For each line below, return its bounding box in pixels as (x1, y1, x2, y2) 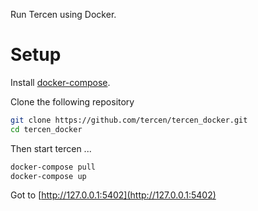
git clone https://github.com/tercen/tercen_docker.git (10, 115, 248, 125)
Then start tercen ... (10, 142, 92, 154)
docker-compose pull (10, 162, 97, 172)
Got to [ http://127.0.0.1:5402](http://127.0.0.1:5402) (10, 189, 217, 201)
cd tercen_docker (10, 124, 83, 134)
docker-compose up (10, 171, 87, 181)
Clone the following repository (10, 95, 135, 108)
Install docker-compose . (10, 76, 111, 88)
